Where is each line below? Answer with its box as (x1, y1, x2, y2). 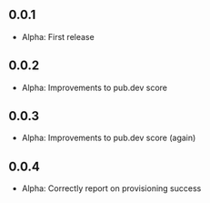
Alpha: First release (21, 31, 95, 42)
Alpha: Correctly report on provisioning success (21, 183, 202, 194)
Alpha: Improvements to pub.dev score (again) (21, 132, 196, 144)
